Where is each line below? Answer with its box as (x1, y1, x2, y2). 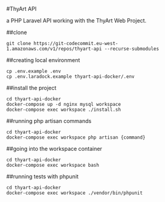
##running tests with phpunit (6, 173, 79, 180)
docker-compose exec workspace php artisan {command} (6, 134, 146, 141)
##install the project (6, 85, 57, 91)
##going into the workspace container (6, 145, 102, 152)
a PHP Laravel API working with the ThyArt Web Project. (6, 17, 147, 24)
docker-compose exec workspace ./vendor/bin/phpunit (6, 190, 143, 196)
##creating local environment (6, 57, 80, 63)
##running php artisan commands (6, 117, 92, 124)
